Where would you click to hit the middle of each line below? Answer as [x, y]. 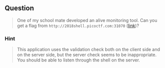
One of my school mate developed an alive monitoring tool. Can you [87, 20]
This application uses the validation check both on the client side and [89, 49]
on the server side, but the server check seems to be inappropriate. [87, 55]
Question [19, 8]
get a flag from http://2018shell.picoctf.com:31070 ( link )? [78, 25]
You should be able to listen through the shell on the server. [78, 60]
